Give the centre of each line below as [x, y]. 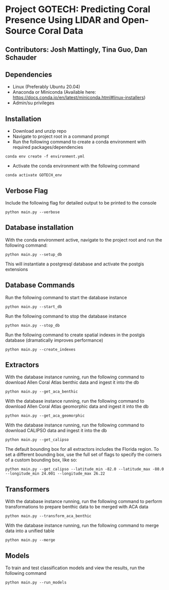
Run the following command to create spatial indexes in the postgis [75, 335]
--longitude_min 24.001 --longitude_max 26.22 [55, 474]
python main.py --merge [30, 540]
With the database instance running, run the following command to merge [82, 526]
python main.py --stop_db [32, 325]
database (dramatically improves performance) [54, 340]
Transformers [27, 489]
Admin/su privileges [33, 103]
